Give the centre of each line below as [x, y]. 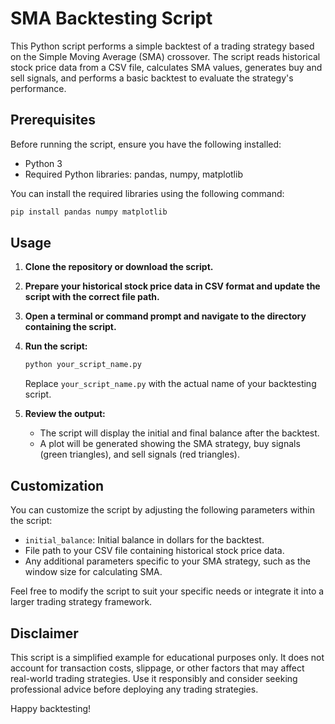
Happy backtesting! [51, 708]
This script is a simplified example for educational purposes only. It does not [167, 657]
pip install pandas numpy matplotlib [89, 212]
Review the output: [65, 414]
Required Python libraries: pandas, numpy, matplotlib [133, 174]
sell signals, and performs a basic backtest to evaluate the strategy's [152, 78]
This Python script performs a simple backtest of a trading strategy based [162, 46]
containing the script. [70, 327]
